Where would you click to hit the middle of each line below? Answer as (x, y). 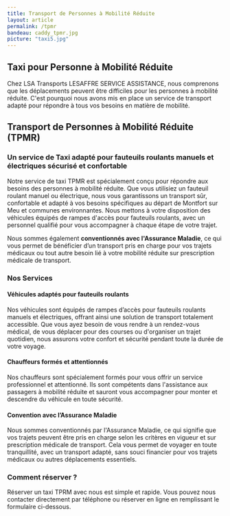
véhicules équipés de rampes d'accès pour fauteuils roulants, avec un (106, 217)
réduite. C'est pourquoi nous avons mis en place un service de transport (109, 98)
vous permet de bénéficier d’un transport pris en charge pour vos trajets (110, 246)
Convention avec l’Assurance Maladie (62, 415)
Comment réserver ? (42, 477)
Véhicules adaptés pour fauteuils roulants (68, 294)
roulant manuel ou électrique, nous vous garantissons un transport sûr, (107, 195)
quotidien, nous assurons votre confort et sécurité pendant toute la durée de (115, 338)
